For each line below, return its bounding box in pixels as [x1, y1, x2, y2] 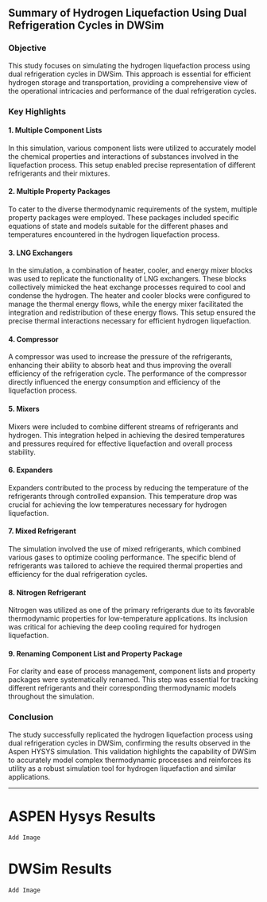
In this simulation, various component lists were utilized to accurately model [8, 143, 257, 153]
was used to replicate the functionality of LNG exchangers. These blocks [8, 274, 247, 284]
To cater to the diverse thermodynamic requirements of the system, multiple [8, 204, 257, 214]
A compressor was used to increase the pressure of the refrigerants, [8, 352, 233, 362]
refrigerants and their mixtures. [8, 168, 110, 178]
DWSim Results [8, 860, 113, 877]
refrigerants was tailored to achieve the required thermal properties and [8, 561, 243, 571]
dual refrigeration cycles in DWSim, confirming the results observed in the [8, 738, 251, 748]
